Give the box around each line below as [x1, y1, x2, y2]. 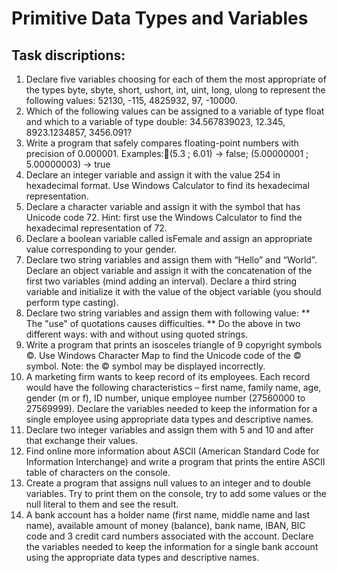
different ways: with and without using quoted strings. [25, 328, 249, 340]
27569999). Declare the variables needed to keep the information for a [25, 403, 318, 414]
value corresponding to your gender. [25, 243, 178, 255]
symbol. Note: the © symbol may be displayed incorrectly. [25, 360, 266, 372]
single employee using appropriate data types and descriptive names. [25, 413, 314, 425]
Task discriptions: [11, 47, 126, 64]
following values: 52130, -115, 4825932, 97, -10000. [25, 95, 238, 106]
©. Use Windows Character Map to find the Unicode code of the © [25, 350, 302, 361]
